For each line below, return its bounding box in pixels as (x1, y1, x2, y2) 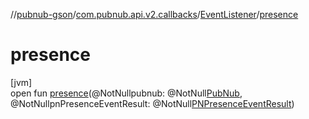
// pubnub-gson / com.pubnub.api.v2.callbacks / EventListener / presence (10, 9, 299, 20)
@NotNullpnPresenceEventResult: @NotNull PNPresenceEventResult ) (10, 97, 295, 109)
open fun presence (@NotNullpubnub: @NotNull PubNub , (10, 87, 243, 99)
